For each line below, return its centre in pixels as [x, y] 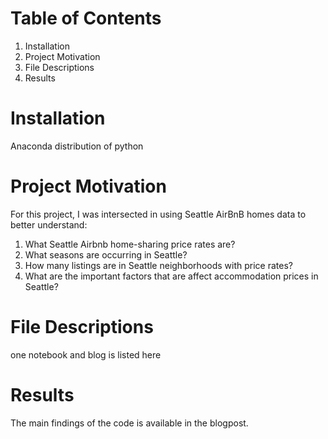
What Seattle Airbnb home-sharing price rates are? [130, 244]
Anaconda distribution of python [77, 146]
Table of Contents [86, 18]
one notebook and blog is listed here [86, 354]
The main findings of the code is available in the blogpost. [129, 423]
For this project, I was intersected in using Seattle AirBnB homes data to [158, 214]
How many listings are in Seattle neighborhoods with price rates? [158, 265]
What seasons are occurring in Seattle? [106, 254]
